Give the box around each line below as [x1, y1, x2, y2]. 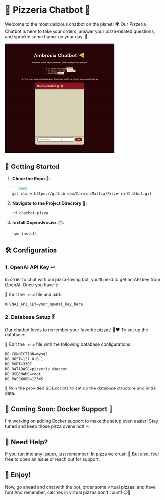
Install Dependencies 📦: [12, 220, 64, 225]
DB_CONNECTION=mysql [5, 352, 48, 357]
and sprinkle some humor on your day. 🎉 [5, 33, 88, 39]
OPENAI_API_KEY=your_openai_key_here [5, 302, 83, 307]
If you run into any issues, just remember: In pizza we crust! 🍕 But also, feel [5, 451, 159, 457]
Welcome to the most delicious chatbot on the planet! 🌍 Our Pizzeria [5, 21, 146, 27]
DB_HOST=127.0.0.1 [5, 357, 43, 362]
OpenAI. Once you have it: [5, 282, 59, 288]
